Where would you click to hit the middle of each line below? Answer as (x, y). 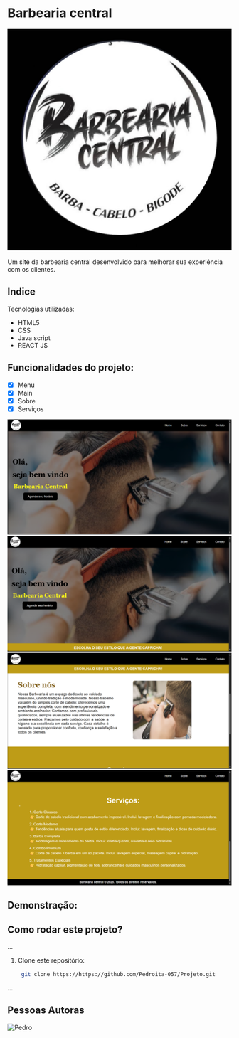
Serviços (31, 409)
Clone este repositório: (51, 960)
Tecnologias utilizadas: (41, 309)
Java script (34, 338)
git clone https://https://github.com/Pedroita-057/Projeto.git (118, 975)
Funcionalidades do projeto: (71, 368)
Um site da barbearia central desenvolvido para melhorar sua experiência (115, 262)
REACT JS (33, 345)
